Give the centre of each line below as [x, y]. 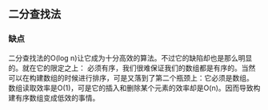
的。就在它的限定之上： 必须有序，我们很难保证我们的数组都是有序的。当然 [132, 68]
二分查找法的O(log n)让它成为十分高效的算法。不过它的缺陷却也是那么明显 [130, 57]
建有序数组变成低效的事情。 [54, 97]
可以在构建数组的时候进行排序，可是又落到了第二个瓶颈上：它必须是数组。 [131, 77]
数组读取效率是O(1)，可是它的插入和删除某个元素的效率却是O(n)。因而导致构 [134, 88]
